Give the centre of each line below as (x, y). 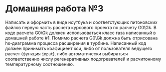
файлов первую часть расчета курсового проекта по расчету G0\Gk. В (81, 27)
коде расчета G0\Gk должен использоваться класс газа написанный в (81, 33)
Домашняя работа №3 (54, 9)
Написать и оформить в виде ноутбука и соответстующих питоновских (82, 22)
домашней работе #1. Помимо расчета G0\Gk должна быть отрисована (82, 38)
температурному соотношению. (40, 64)
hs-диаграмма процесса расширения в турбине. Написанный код (76, 43)
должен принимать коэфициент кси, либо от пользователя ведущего (79, 48)
